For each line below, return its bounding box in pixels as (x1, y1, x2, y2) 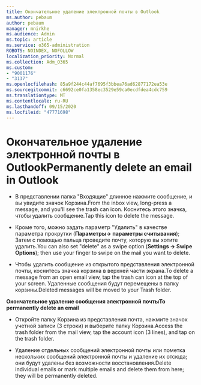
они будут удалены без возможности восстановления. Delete (14, 359, 172, 366)
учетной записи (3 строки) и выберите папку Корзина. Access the (14, 322, 183, 330)
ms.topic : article (6, 37, 52, 43)
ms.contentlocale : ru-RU (6, 98, 68, 104)
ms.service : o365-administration (6, 43, 90, 49)
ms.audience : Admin (6, 31, 55, 37)
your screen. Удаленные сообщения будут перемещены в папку (14, 280, 179, 287)
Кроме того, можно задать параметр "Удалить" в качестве (14, 224, 167, 231)
